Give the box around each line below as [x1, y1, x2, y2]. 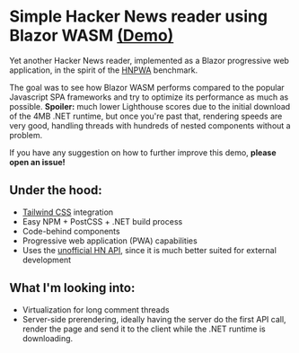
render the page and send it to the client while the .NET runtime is [22, 323, 267, 334]
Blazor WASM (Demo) [9, 25, 174, 46]
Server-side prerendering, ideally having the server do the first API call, [22, 313, 286, 324]
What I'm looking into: [9, 280, 136, 296]
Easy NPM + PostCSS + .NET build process [22, 216, 183, 226]
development [22, 254, 72, 265]
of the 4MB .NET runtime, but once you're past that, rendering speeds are [9, 110, 283, 121]
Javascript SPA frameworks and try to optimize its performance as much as [9, 92, 289, 102]
